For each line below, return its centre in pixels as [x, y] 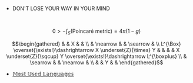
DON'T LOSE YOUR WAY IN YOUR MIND [61, 8]
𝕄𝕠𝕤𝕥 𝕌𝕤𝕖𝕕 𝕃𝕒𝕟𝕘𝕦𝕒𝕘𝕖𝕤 [43, 74]
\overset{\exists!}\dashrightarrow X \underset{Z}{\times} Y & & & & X [96, 50]
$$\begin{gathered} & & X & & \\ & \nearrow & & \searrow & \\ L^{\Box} [96, 44]
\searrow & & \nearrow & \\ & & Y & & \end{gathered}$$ [96, 62]
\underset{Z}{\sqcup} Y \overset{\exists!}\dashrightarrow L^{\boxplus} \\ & [96, 56]
